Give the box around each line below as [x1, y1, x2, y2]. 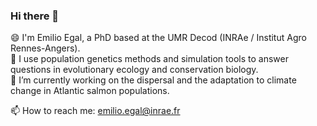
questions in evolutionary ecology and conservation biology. [10, 64, 259, 76]
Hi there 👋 [10, 9, 60, 23]
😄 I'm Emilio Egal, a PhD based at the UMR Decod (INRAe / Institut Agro [10, 32, 307, 44]
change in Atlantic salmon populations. [10, 85, 170, 97]
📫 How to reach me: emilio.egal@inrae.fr [10, 105, 181, 117]
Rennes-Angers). [10, 42, 81, 54]
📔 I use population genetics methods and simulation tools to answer [10, 53, 289, 65]
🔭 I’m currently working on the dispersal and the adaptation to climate [10, 74, 297, 86]
